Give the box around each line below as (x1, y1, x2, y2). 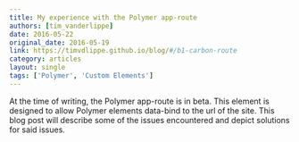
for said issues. (9, 124, 65, 135)
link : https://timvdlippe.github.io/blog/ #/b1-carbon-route (9, 46, 238, 55)
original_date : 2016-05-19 (9, 38, 110, 47)
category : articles (9, 54, 82, 63)
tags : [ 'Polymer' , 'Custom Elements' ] (9, 71, 154, 80)
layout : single (9, 63, 66, 72)
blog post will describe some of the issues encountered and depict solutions (9, 114, 290, 125)
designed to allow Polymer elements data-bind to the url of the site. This (9, 104, 275, 116)
